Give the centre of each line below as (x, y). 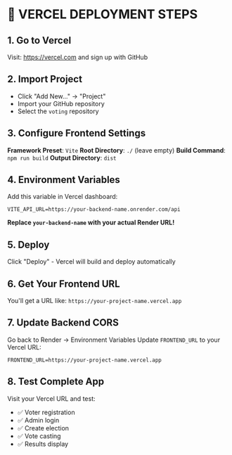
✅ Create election (43, 428)
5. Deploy (28, 244)
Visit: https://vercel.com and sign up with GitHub (78, 57)
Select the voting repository (58, 111)
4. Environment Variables (64, 180)
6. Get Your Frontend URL (64, 284)
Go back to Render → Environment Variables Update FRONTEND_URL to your (114, 340)
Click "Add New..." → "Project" (62, 96)
